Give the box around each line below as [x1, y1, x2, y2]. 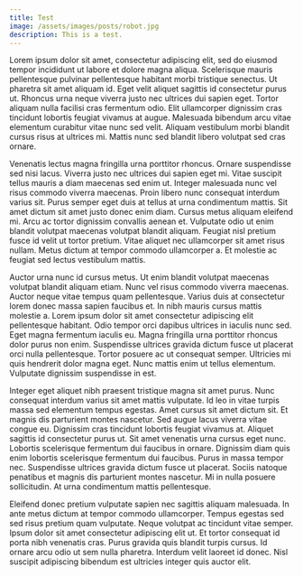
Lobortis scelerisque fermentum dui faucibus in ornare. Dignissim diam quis [9, 443, 290, 454]
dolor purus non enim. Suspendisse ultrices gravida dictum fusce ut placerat [9, 339, 294, 350]
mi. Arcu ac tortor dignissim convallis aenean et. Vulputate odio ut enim [9, 216, 275, 227]
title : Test [9, 13, 54, 23]
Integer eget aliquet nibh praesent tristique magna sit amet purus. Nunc [9, 386, 275, 396]
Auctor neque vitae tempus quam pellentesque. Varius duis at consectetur [9, 291, 286, 302]
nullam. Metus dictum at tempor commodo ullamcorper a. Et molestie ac [9, 245, 278, 255]
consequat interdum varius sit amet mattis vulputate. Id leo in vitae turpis [9, 395, 280, 406]
